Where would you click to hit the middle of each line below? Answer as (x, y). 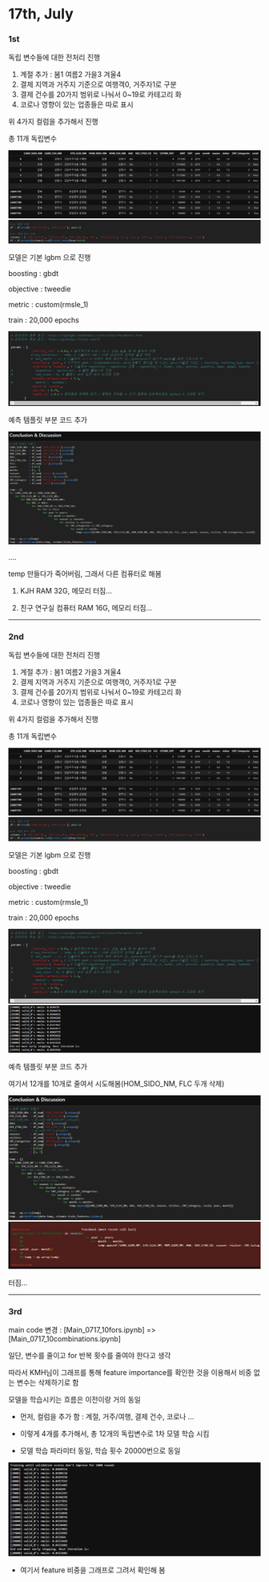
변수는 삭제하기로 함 (48, 1382)
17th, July (41, 14)
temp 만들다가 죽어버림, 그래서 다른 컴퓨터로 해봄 (85, 574)
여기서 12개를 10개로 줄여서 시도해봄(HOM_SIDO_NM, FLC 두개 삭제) (116, 1083)
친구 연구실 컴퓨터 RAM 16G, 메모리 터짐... (86, 607)
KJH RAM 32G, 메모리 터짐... (66, 590)
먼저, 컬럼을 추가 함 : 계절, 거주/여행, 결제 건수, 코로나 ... (107, 1416)
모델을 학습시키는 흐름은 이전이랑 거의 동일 (75, 1399)
